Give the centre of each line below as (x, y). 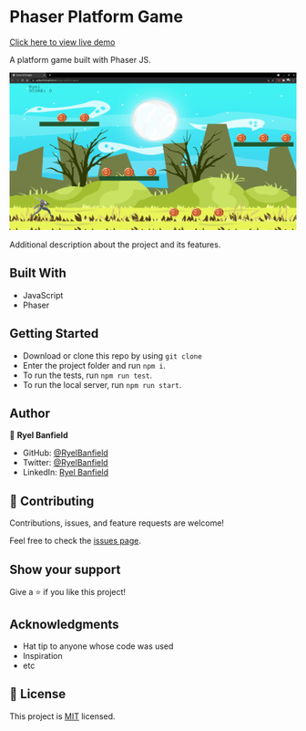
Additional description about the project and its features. (115, 245)
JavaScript (43, 295)
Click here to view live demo (62, 42)
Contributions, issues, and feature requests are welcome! (117, 523)
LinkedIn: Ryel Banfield (66, 473)
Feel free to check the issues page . (75, 541)
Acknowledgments (65, 624)
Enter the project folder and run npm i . (94, 365)
